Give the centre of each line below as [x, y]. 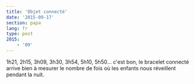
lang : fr [17, 28]
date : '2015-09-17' [30, 17]
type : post [20, 34]
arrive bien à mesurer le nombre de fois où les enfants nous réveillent [91, 68]
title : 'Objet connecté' [37, 12]
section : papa [24, 23]
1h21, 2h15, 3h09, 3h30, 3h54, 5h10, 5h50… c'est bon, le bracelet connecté [97, 62]
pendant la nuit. [25, 74]
